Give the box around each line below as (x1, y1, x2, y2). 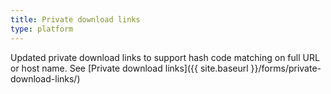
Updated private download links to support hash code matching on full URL (10, 51, 320, 63)
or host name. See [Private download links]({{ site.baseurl (10, 62, 249, 74)
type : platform (10, 24, 74, 34)
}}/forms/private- (250, 62, 322, 74)
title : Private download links (10, 14, 141, 25)
